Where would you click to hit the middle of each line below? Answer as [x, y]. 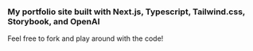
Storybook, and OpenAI [54, 21]
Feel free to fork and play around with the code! [86, 38]
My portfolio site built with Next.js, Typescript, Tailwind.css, [127, 12]
